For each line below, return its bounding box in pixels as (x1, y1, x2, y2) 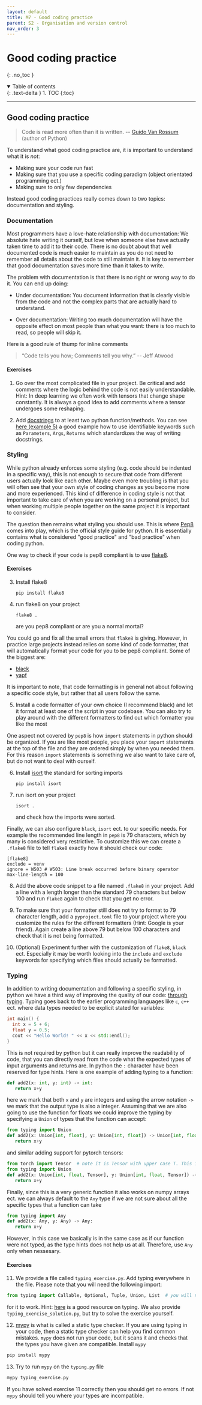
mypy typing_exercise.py (7, 1375, 69, 1381)
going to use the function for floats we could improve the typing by (7, 1109, 172, 1116)
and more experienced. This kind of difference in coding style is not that (7, 490, 185, 497)
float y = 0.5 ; (12, 1027, 50, 1033)
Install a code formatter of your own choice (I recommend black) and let (15, 701, 194, 708)
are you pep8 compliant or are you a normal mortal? (15, 623, 144, 630)
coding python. (7, 539, 44, 547)
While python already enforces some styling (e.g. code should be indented (7, 464, 191, 472)
